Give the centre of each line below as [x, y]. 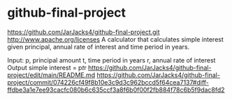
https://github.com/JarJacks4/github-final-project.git [84, 32]
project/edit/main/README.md [51, 75]
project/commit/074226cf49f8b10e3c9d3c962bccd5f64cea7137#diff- [108, 82]
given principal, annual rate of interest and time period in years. [99, 47]
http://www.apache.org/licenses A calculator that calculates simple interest [115, 39]
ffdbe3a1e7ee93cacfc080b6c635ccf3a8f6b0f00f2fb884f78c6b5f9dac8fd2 [116, 90]
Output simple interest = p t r [47, 67]
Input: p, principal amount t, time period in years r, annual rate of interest [111, 60]
